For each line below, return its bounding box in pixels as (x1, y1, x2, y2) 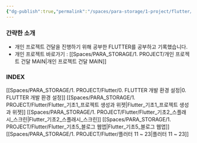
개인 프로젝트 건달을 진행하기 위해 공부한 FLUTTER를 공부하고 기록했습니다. (14, 43, 188, 50)
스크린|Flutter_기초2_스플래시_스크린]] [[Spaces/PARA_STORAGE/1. (13, 116, 171, 123)
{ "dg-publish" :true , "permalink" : (6, 8, 88, 15)
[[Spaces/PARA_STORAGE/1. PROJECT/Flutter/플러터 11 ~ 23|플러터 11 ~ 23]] (6, 131, 189, 138)
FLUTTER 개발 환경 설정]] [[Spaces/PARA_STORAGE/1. (6, 94, 136, 101)
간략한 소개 (6, 29, 36, 37)
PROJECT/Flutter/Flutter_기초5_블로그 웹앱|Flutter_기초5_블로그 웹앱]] (6, 123, 170, 130)
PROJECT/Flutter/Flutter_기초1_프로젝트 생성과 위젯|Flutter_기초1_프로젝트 (6, 102, 178, 109)
